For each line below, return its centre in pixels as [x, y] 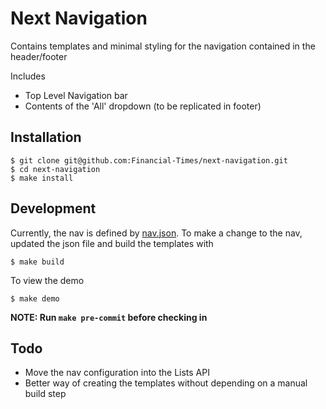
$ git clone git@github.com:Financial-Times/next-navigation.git [149, 160]
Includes [28, 76]
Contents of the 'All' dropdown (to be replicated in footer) [143, 106]
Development [53, 208]
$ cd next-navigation [55, 169]
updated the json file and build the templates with [112, 243]
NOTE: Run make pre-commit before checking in [109, 317]
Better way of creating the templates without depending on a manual [166, 383]
